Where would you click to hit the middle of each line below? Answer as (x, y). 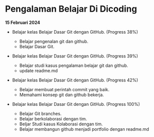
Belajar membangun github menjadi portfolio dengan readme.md (84, 129)
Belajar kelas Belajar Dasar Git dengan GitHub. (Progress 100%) (76, 104)
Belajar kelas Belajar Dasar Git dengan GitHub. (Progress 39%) (75, 56)
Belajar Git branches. (40, 114)
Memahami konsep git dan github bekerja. (62, 95)
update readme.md (38, 70)
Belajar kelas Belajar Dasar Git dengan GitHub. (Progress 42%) (75, 80)
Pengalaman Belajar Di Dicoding (71, 9)
